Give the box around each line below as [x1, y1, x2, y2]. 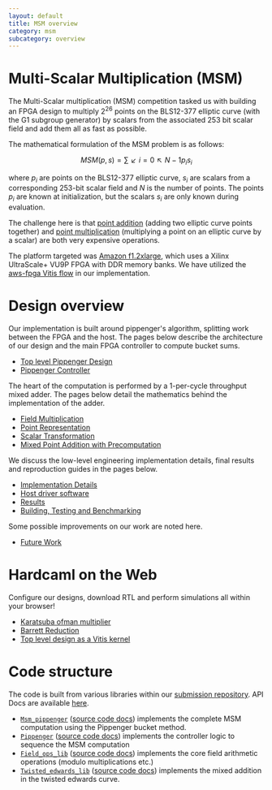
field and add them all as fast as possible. [8, 123, 148, 133]
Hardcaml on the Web [8, 566, 158, 585]
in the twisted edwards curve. [19, 775, 120, 784]
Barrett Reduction [19, 626, 80, 636]
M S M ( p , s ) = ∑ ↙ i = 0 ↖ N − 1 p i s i [80, 155, 192, 166]
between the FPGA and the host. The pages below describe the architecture [8, 332, 263, 342]
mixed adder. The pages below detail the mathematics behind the [8, 390, 227, 399]
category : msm [8, 27, 57, 35]
